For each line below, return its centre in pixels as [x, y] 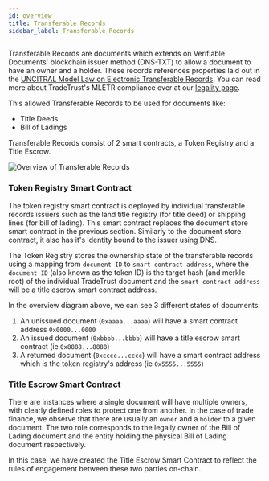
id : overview [30, 16]
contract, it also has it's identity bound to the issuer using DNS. [112, 240]
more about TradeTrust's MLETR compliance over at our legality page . [124, 88]
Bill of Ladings [43, 127]
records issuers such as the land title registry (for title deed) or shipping [127, 214]
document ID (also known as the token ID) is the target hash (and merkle [127, 272]
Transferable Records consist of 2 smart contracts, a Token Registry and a [131, 143]
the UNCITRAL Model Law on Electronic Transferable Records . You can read [134, 79]
